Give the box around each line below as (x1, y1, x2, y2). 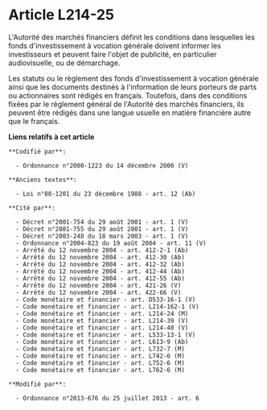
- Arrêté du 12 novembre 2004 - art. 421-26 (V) (15, 281, 182, 289)
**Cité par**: (8, 204, 56, 212)
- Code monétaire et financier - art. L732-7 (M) (15, 345, 185, 353)
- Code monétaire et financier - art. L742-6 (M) (15, 352, 185, 360)
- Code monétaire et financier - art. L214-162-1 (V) (15, 302, 199, 311)
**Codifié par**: (8, 147, 67, 155)
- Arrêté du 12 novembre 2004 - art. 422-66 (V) (15, 288, 182, 296)
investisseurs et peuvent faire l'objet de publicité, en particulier (8, 49, 217, 59)
